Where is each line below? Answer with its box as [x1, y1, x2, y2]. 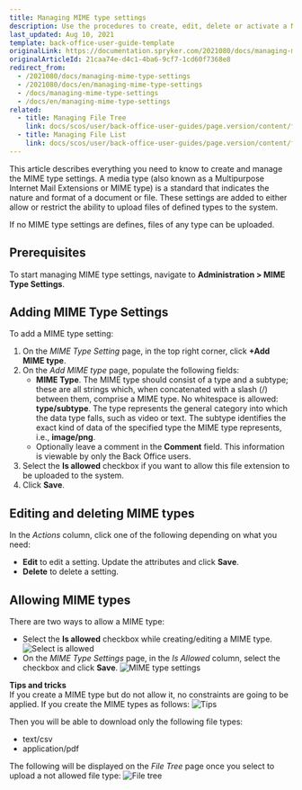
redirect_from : [9, 64, 67, 73]
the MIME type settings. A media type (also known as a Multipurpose [9, 173, 265, 184]
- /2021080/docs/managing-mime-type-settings [17, 72, 191, 81]
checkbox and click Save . [22, 662, 119, 673]
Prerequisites [9, 245, 86, 261]
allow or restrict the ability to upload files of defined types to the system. [9, 202, 279, 212]
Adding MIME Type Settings [9, 304, 169, 319]
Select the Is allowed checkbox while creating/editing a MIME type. [22, 633, 272, 644]
